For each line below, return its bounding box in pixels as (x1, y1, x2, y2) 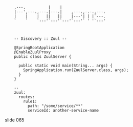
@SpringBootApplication (14, 45, 65, 50)
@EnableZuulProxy (14, 50, 51, 55)
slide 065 (5, 117, 25, 123)
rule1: (23, 99, 37, 104)
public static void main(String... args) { (18, 63, 113, 68)
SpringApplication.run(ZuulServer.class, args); (23, 68, 129, 73)
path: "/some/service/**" (27, 103, 83, 109)
